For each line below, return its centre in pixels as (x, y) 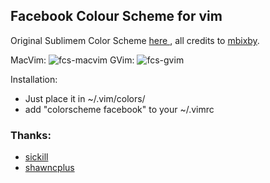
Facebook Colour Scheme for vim (116, 16)
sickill (36, 157)
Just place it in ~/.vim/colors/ (85, 98)
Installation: (34, 79)
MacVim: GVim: (72, 60)
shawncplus (49, 168)
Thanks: (31, 135)
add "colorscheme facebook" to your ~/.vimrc (119, 109)
